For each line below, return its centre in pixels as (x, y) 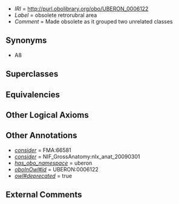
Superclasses (32, 74)
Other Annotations (41, 135)
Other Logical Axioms (47, 115)
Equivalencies (33, 94)
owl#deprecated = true (43, 176)
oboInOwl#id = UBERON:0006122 (56, 169)
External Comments (44, 195)
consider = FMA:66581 (43, 150)
